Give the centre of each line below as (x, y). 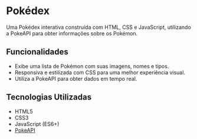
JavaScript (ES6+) (37, 124)
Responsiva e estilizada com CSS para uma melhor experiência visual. (100, 72)
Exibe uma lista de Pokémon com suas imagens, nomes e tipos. (92, 66)
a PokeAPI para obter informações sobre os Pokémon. (72, 33)
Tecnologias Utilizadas (49, 97)
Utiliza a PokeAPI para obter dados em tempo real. (76, 78)
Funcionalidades (37, 52)
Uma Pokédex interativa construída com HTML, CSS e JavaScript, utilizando (99, 27)
